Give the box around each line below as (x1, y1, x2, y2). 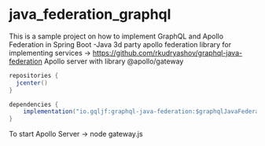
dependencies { (9, 100, 59, 108)
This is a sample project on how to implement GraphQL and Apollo (9, 31, 223, 41)
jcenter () (16, 78, 48, 87)
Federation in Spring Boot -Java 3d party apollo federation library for (9, 39, 231, 49)
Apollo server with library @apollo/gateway (43, 57, 184, 66)
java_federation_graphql (9, 5, 171, 24)
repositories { (9, 71, 59, 79)
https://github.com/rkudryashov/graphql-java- (92, 48, 243, 57)
